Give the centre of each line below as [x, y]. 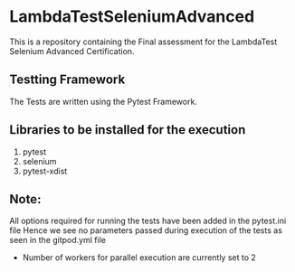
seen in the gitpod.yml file [58, 240]
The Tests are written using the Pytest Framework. [103, 101]
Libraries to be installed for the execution [128, 130]
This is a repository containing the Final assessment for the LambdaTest [143, 42]
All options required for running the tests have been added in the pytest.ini [148, 221]
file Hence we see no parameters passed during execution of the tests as [146, 230]
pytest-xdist [45, 171]
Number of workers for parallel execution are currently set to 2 [139, 258]
